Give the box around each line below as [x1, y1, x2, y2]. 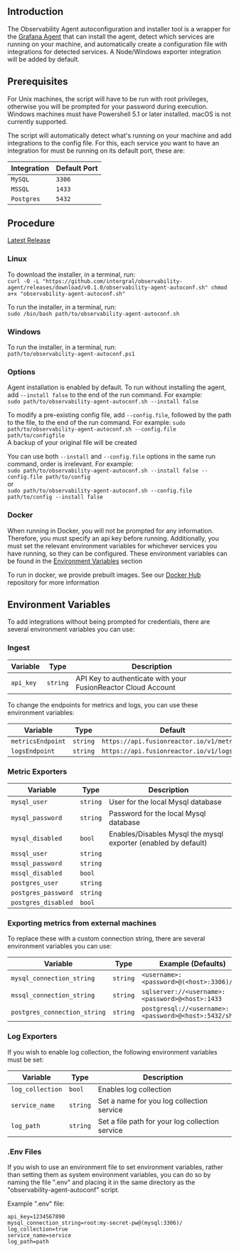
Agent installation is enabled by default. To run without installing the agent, [7, 383, 226, 391]
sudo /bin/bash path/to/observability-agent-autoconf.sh [7, 310, 180, 317]
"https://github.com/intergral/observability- [42, 277, 183, 284]
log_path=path [7, 1238, 50, 1245]
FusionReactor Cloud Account [75, 682, 176, 692]
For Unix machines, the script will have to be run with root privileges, [7, 94, 208, 103]
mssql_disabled [11, 869, 63, 878]
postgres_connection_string [11, 1008, 106, 1017]
